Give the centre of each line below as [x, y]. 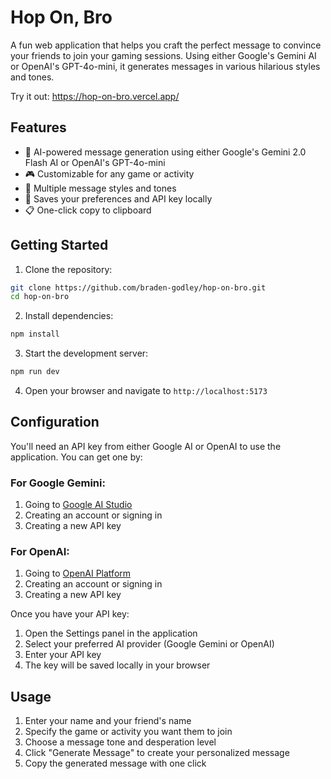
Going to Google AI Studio [78, 505]
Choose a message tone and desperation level [120, 742]
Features [38, 127]
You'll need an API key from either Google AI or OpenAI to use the [146, 446]
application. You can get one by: [76, 457]
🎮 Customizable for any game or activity [109, 173]
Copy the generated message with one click [115, 763]
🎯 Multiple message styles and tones [100, 188]
